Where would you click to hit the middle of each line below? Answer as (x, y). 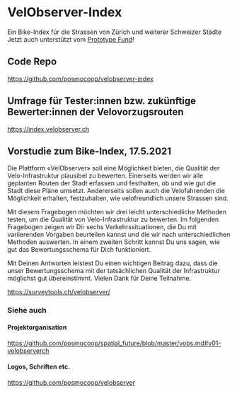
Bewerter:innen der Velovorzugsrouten (96, 112)
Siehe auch (27, 311)
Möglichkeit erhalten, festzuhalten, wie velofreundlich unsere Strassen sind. (118, 198)
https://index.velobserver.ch (48, 129)
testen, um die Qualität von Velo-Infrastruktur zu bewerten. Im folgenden (113, 219)
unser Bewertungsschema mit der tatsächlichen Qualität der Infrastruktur (114, 271)
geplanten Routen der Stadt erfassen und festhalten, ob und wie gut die (112, 183)
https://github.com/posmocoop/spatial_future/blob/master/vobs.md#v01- (114, 343)
